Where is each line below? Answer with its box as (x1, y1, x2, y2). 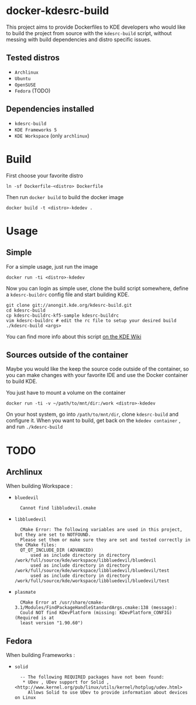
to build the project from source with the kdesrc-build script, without (6, 29, 172, 36)
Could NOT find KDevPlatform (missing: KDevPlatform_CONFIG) (20, 610, 173, 616)
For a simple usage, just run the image (6, 263, 98, 270)
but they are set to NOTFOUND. (14, 532, 91, 538)
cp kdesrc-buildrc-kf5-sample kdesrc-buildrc (6, 312, 119, 319)
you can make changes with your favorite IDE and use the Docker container (6, 372, 188, 379)
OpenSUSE (14, 82, 36, 88)
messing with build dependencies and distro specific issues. (6, 36, 152, 43)
